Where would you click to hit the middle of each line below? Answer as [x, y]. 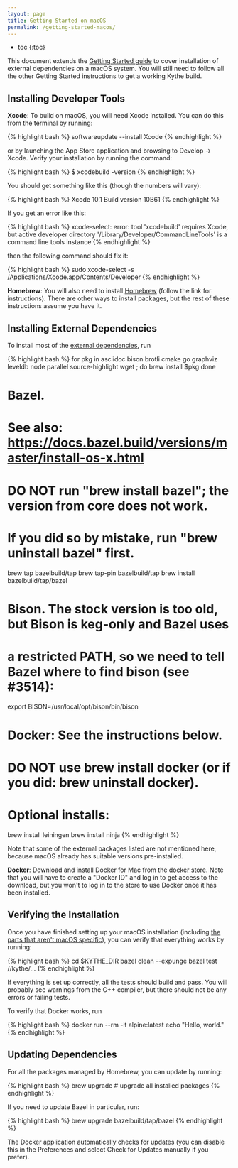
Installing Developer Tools [66, 98]
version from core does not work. [108, 506]
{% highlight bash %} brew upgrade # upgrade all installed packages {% [114, 1085]
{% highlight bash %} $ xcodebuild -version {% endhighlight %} [101, 172]
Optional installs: [59, 815]
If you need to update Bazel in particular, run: [74, 1107]
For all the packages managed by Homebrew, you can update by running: [115, 1071]
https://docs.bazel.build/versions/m [117, 443]
